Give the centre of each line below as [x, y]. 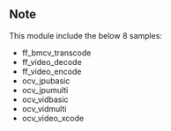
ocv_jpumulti [45, 90]
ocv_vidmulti [44, 108]
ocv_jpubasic [46, 80]
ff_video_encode [52, 71]
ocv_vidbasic [45, 99]
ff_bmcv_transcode [56, 53]
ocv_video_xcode [53, 118]
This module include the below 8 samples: [86, 35]
